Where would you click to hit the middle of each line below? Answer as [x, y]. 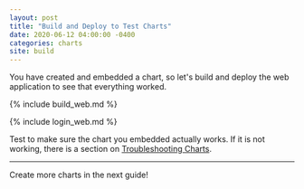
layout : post [34, 18]
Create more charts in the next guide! [79, 175]
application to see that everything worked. [88, 87]
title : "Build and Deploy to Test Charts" [90, 26]
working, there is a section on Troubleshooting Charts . [111, 149]
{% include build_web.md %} [63, 104]
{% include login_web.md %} [63, 122]
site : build [32, 52]
